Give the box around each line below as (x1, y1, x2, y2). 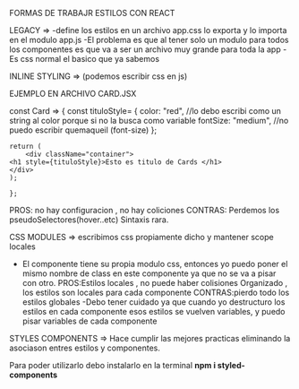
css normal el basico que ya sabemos (20, 54, 159, 64)
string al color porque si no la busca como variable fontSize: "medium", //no (9, 116, 289, 125)
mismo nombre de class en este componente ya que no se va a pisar (21, 268, 277, 279)
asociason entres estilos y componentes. (9, 342, 161, 353)
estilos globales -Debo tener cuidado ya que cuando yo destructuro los (21, 297, 286, 307)
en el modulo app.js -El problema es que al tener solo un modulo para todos (9, 35, 289, 45)
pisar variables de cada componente (21, 316, 158, 326)
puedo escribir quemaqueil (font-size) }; (9, 125, 158, 135)
